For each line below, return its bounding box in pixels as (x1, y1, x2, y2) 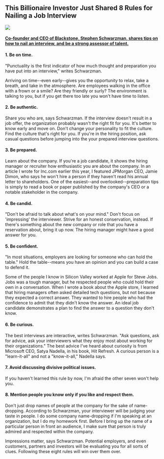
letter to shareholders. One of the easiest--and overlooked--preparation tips (5, 179, 159, 185)
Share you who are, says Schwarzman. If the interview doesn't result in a (5, 115, 152, 121)
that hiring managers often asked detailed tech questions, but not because (5, 290, 156, 296)
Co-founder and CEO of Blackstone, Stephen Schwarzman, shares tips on (5, 35, 158, 41)
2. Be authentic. (5, 104, 38, 110)
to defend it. (5, 264, 30, 271)
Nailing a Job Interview (5, 12, 77, 20)
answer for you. (5, 232, 37, 238)
